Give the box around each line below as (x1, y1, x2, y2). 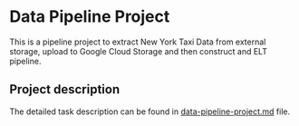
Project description (9, 82, 121, 97)
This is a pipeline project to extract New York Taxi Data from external (9, 36, 266, 47)
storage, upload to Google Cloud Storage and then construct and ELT (9, 45, 267, 56)
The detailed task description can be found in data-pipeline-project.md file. (9, 106, 291, 117)
